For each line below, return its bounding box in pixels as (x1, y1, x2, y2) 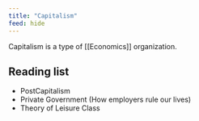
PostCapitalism (19, 86, 71, 96)
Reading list (8, 65, 70, 78)
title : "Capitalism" (8, 11, 78, 20)
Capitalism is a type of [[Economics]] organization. (8, 41, 178, 51)
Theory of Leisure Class (19, 103, 101, 113)
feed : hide (8, 19, 45, 27)
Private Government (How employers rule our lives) (19, 94, 192, 105)
